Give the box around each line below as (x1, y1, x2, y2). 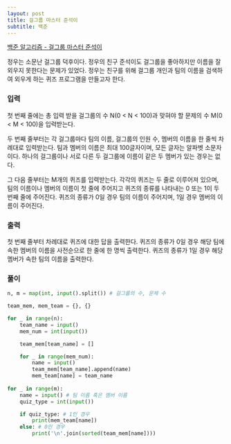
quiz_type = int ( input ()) (19, 398, 95, 405)
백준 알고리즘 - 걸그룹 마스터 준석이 (7, 43, 102, 51)
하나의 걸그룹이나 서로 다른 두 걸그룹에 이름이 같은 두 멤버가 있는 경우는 (21, 152, 214, 160)
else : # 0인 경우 (19, 424, 66, 431)
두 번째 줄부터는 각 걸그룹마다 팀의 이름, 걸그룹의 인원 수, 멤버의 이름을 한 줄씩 (7, 135, 217, 143)
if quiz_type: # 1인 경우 (19, 411, 90, 418)
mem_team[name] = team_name (32, 373, 113, 379)
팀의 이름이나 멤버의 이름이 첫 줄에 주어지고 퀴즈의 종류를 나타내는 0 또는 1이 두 (7, 184, 220, 192)
